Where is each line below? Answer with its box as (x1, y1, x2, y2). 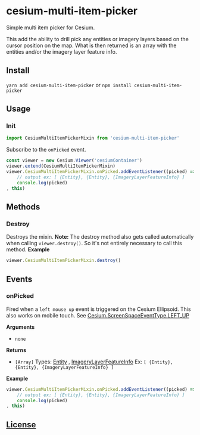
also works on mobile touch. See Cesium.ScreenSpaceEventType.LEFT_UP (6, 311, 189, 319)
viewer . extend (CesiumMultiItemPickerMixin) (6, 163, 116, 169)
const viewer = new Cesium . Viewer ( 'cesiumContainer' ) (6, 158, 143, 163)
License (6, 419, 36, 430)
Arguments (6, 323, 35, 331)
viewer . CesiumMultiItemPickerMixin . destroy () (6, 258, 121, 264)
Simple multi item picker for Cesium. (6, 24, 95, 31)
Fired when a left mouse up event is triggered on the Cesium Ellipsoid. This (6, 306, 192, 313)
